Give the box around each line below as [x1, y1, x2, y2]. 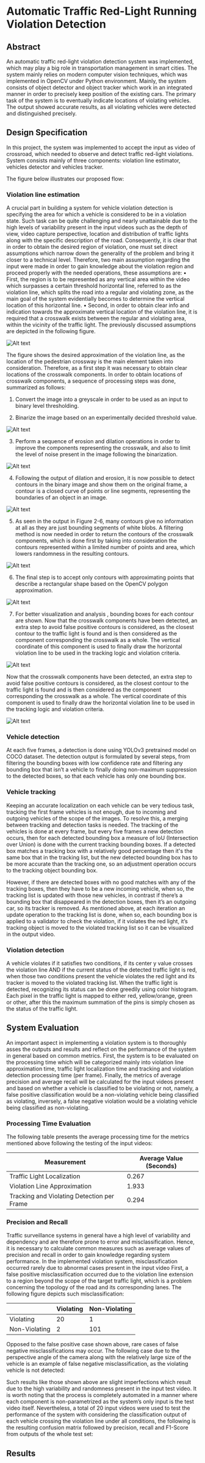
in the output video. [6, 930, 56, 938]
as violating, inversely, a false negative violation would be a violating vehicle [6, 1097, 198, 1105]
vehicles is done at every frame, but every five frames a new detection [6, 827, 184, 835]
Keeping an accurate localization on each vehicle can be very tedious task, [6, 802, 195, 809]
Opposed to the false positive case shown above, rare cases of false [6, 1341, 179, 1348]
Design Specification [6, 127, 88, 138]
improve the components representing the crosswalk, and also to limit [15, 444, 191, 452]
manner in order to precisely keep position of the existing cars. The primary [6, 90, 196, 97]
